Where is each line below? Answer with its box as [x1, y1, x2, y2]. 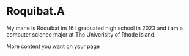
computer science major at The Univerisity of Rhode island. [6, 30, 156, 38]
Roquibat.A [6, 4, 65, 18]
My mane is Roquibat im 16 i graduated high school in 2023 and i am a [6, 24, 183, 32]
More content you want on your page [6, 43, 100, 50]
